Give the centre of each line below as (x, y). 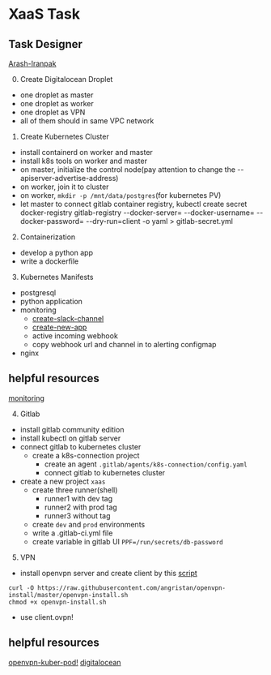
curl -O (21, 588)
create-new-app (59, 327)
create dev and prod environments (89, 524)
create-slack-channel (68, 318)
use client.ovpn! (47, 617)
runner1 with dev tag (78, 498)
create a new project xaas (63, 481)
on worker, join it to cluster (64, 187)
